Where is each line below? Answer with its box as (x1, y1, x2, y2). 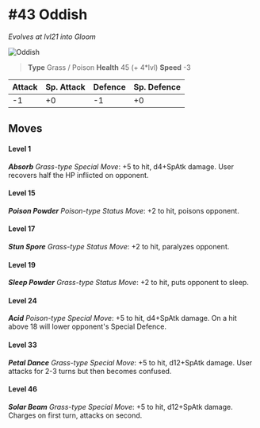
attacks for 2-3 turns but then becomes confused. (8, 366, 172, 376)
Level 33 (8, 340, 37, 349)
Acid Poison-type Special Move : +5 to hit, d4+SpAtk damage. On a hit (8, 314, 238, 323)
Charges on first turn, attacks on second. (8, 411, 143, 420)
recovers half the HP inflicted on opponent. (8, 170, 149, 179)
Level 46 (8, 384, 38, 394)
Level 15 (8, 188, 36, 198)
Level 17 (8, 224, 36, 233)
